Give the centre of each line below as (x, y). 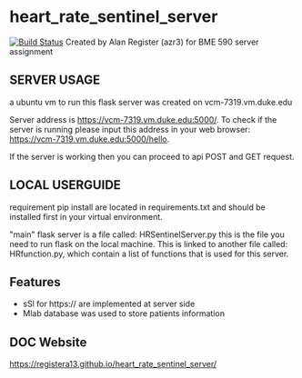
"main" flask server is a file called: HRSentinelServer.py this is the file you (147, 234)
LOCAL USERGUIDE (65, 185)
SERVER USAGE (55, 80)
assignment (31, 51)
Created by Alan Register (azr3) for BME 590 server (162, 42)
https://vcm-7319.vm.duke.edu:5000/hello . (90, 139)
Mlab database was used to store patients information (124, 313)
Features (35, 282)
